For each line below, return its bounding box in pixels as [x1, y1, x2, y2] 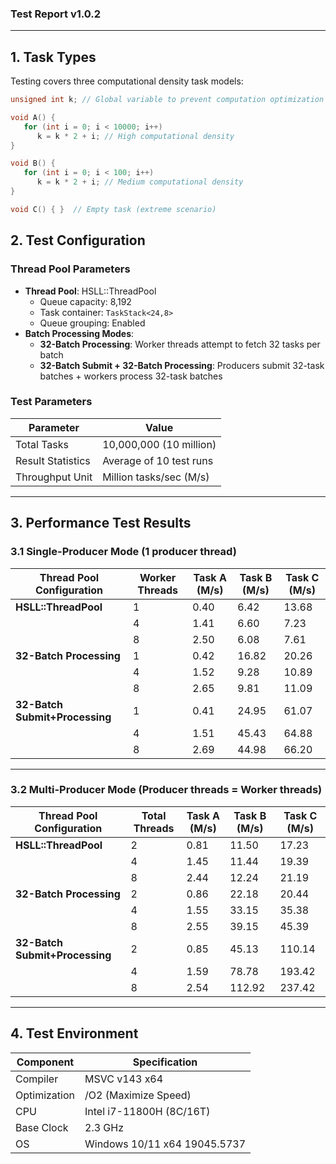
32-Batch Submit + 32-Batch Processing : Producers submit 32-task [39, 359, 325, 371]
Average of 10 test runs [102, 453, 214, 467]
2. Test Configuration [10, 232, 146, 249]
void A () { [10, 112, 56, 122]
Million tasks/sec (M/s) [102, 470, 210, 484]
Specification [132, 1055, 198, 1069]
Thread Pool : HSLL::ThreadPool [24, 285, 157, 297]
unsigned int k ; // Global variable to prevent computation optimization [10, 95, 325, 105]
